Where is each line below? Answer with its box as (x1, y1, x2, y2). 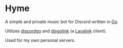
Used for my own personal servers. (5, 37, 76, 43)
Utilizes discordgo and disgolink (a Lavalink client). (5, 28, 107, 34)
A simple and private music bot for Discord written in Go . (5, 19, 119, 24)
